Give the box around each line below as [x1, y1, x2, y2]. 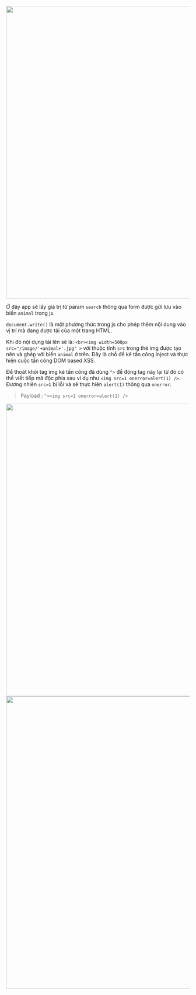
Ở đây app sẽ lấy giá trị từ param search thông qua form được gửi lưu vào [6, 304, 182, 310]
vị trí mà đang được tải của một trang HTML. [6, 327, 113, 334]
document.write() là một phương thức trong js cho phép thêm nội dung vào [6, 321, 187, 328]
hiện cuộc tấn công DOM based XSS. [6, 357, 95, 364]
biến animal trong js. [6, 309, 55, 316]
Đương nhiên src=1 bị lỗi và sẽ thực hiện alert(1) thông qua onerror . [6, 381, 172, 388]
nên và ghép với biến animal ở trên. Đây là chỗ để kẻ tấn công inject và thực [6, 351, 188, 357]
